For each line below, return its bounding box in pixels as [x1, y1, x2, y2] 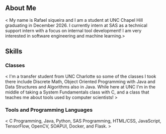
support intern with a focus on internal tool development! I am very [5, 27, 142, 34]
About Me [5, 4, 36, 12]
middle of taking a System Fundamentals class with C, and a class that [5, 89, 150, 95]
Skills [5, 47, 22, 56]
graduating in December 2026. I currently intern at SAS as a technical [5, 22, 148, 28]
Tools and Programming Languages [5, 106, 93, 113]
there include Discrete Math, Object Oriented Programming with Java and [5, 79, 156, 85]
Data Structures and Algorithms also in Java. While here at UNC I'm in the [5, 84, 156, 89]
